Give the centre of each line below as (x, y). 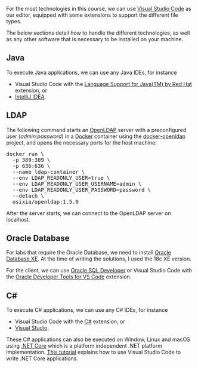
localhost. (18, 219)
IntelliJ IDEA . (30, 96)
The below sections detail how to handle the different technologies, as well (98, 33)
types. (14, 21)
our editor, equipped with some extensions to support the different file (92, 15)
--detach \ (28, 196)
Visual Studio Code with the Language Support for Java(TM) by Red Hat (103, 84)
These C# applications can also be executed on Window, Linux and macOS (98, 339)
